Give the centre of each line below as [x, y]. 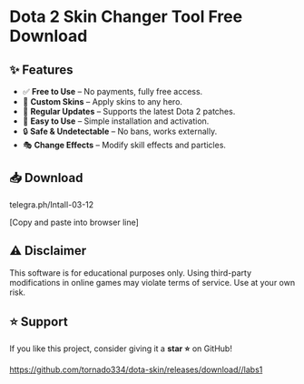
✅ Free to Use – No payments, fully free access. [113, 91]
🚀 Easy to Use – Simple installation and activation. [116, 121]
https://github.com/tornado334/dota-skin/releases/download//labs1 [136, 369]
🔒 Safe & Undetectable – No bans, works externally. [120, 131]
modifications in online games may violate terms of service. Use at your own [152, 282]
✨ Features [41, 70]
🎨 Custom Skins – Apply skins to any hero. [103, 101]
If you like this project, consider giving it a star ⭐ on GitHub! [121, 349]
